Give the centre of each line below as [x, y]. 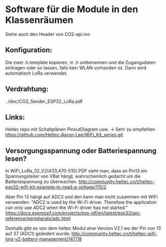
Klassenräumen [39, 20]
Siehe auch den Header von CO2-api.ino [48, 34]
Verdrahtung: [27, 89]
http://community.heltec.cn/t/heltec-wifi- [114, 234]
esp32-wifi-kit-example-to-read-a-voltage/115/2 [56, 187]
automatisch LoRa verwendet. [36, 73]
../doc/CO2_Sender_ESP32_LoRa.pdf [44, 101]
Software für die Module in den [72, 9]
